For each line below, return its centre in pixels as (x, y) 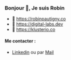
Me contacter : (20, 41)
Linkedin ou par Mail (33, 52)
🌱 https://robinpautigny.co (39, 19)
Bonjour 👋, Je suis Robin (35, 8)
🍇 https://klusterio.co (33, 29)
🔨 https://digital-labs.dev (37, 24)
